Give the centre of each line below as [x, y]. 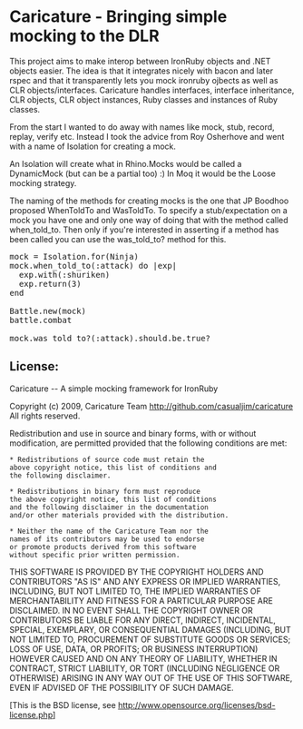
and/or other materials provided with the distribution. [119, 515]
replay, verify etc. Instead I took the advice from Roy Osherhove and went [147, 136]
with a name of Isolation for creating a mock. [93, 146]
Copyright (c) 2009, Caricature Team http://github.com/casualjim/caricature [151, 406]
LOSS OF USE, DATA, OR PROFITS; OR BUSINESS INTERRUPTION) [134, 649]
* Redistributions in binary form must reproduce [105, 491]
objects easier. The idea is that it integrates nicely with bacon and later [142, 71]
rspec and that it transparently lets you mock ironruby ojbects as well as [144, 80]
